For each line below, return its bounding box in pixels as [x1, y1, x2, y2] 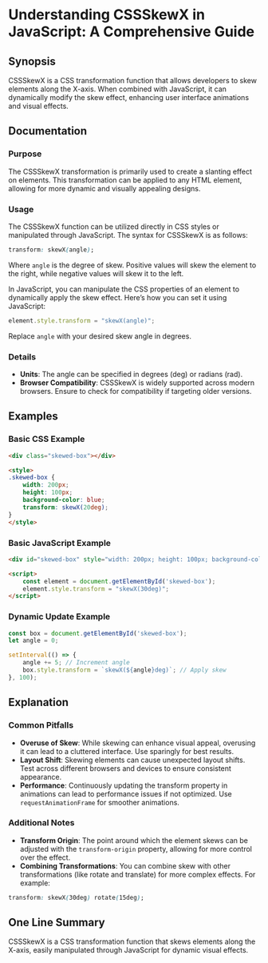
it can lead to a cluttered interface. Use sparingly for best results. [19, 746, 234, 756]
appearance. [19, 772, 62, 781]
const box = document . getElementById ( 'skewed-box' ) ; [8, 629, 187, 637]
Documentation [8, 124, 88, 138]
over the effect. [19, 853, 71, 862]
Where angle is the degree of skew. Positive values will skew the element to [8, 260, 257, 270]
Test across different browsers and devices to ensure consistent [19, 763, 231, 773]
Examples [8, 410, 58, 423]
